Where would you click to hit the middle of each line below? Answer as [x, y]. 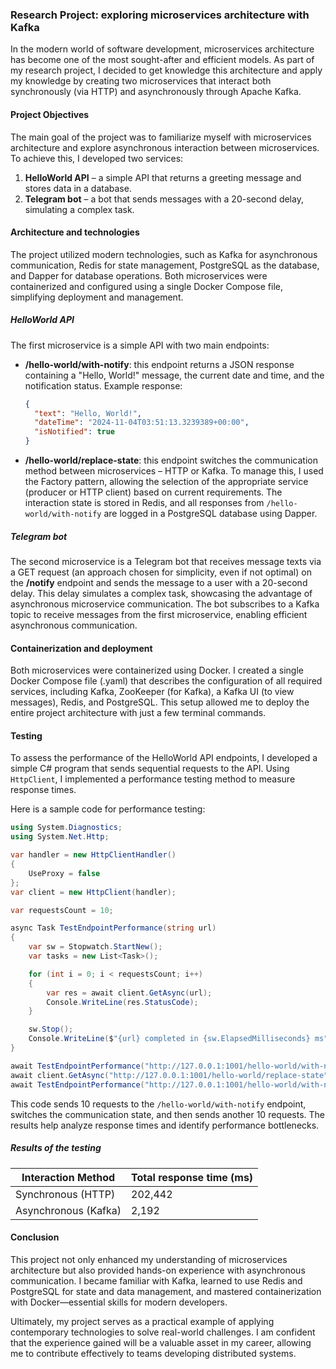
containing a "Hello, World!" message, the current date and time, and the [174, 375]
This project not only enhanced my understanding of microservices [149, 1259]
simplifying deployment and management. [97, 297]
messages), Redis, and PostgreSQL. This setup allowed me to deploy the [160, 702]
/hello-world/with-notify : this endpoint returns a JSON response [159, 364]
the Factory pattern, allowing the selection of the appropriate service [166, 482]
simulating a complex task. [79, 209]
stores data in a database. [78, 188]
